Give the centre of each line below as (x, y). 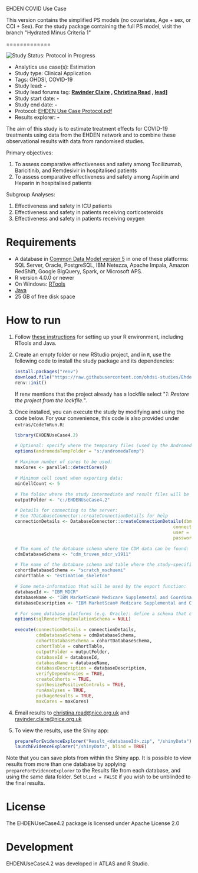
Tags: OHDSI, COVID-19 (44, 80)
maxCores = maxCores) (63, 701)
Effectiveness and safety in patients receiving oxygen (80, 219)
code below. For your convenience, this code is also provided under (97, 418)
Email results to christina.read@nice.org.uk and (72, 713)
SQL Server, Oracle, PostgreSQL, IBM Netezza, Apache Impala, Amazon (102, 265)
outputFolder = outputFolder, (73, 652)
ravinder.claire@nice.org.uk (48, 719)
